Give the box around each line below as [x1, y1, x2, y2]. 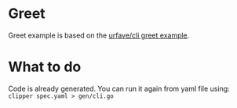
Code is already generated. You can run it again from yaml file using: [8, 84, 230, 93]
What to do [8, 58, 82, 76]
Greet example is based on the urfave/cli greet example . [8, 31, 190, 40]
